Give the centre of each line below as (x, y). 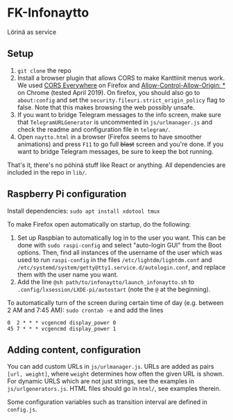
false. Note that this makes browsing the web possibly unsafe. (106, 107)
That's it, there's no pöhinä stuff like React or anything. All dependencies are (116, 165)
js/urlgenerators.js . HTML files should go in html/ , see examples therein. (114, 389)
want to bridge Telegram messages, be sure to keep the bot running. (115, 151)
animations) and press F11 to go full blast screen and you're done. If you (120, 144)
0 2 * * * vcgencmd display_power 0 (62, 323)
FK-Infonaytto (48, 13)
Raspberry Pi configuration (67, 194)
